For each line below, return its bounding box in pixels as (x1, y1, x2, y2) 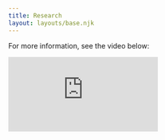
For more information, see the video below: (8, 41, 150, 50)
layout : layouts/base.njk (8, 19, 94, 27)
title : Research (8, 11, 62, 20)
